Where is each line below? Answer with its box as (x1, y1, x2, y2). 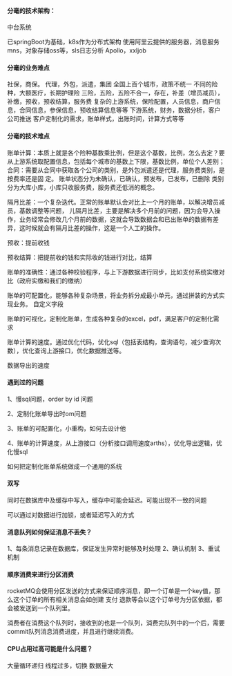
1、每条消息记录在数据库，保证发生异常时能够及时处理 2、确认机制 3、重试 (7, 545, 220, 553)
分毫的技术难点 (7, 132, 50, 140)
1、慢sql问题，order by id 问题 (7, 395, 93, 403)
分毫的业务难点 (7, 63, 50, 72)
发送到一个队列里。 (19, 604, 74, 612)
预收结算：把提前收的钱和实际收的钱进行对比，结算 (7, 253, 153, 261)
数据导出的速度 (7, 361, 50, 369)
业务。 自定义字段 (12, 299, 64, 308)
